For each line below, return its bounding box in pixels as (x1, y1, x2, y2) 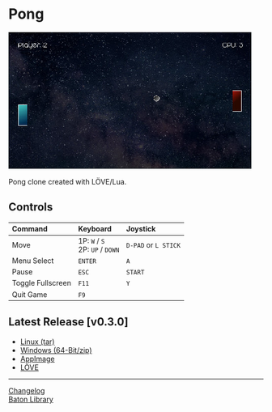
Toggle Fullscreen (11, 278, 71, 288)
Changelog (8, 385, 45, 395)
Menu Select (11, 256, 54, 265)
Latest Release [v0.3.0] (8, 315, 129, 329)
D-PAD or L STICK (125, 240, 181, 249)
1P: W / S (78, 236, 105, 245)
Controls (8, 200, 53, 214)
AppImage (19, 354, 55, 363)
